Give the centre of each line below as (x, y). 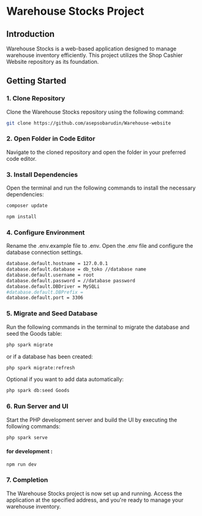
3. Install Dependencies (42, 174)
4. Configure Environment (46, 233)
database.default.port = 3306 (45, 298)
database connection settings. (45, 252)
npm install (21, 217)
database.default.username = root (50, 275)
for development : (30, 452)
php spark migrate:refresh (41, 368)
